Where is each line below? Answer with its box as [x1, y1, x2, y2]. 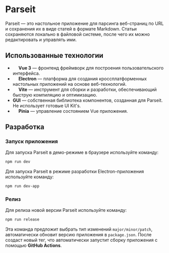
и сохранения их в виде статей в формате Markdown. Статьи [5, 25, 137, 31]
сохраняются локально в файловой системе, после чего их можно [5, 31, 150, 37]
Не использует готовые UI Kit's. [12, 103, 81, 109]
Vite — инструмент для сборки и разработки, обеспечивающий [18, 86, 157, 92]
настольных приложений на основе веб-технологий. [12, 81, 127, 87]
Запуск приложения [5, 138, 58, 145]
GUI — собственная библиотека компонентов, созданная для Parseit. [12, 97, 163, 103]
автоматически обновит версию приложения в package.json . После [5, 232, 152, 238]
